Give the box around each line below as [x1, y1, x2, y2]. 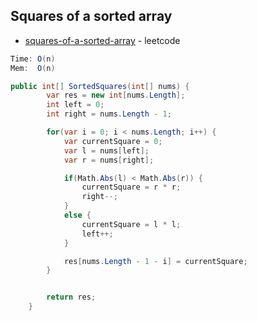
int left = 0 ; [46, 100, 105, 110]
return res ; [46, 292, 97, 303]
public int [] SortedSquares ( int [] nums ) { [10, 81, 190, 91]
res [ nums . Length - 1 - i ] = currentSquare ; [63, 256, 248, 266]
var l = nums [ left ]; [63, 145, 150, 156]
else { [63, 210, 92, 221]
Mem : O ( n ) [10, 63, 56, 73]
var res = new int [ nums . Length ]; [46, 90, 186, 101]
